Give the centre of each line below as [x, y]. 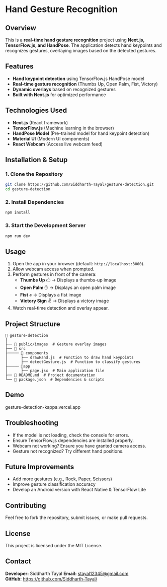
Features [19, 66]
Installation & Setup [36, 160]
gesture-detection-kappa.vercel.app [43, 407]
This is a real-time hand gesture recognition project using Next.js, [75, 40]
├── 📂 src [16, 349]
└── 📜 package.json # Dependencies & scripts [55, 380]
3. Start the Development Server [46, 226]
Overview [21, 28]
